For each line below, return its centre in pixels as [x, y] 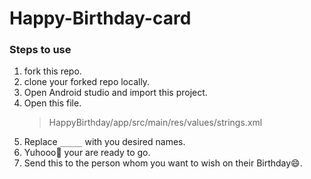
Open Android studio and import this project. [115, 93]
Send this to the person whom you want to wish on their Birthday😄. [163, 163]
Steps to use [40, 50]
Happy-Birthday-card [100, 18]
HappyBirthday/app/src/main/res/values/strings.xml [155, 123]
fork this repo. [52, 71]
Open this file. [52, 103]
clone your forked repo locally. [87, 82]
